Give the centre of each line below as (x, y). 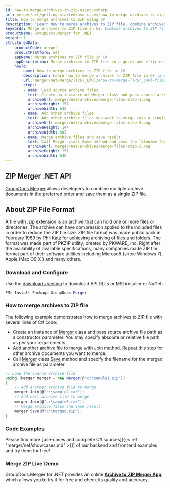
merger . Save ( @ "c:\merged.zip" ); (48, 411)
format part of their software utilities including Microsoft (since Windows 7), (84, 254)
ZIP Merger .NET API (38, 176)
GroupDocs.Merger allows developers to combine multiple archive (74, 188)
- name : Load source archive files (61, 90)
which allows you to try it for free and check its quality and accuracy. (77, 480)
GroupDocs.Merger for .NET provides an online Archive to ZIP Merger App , (84, 475)
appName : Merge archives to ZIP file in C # (61, 57)
